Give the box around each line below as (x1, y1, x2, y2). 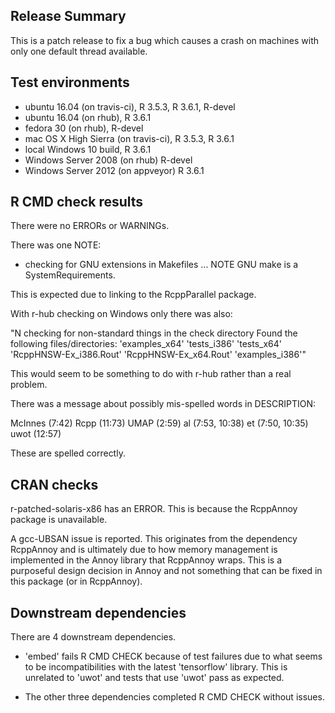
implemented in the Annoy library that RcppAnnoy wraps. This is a (10, 554, 283, 566)
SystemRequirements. (24, 269, 116, 281)
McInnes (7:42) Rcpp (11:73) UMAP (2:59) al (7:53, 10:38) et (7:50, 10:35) (10, 417, 309, 429)
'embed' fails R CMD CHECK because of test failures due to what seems (24, 650, 323, 663)
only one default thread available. (10, 45, 148, 57)
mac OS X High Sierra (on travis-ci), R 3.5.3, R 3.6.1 (24, 132, 235, 144)
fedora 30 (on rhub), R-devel (24, 122, 144, 134)
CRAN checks (10, 476, 99, 493)
